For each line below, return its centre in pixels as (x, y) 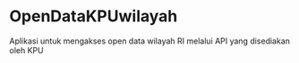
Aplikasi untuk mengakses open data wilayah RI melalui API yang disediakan (150, 41)
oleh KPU (26, 50)
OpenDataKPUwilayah (94, 16)
